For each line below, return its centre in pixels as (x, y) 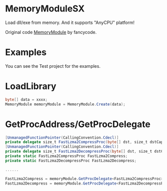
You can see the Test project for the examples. (53, 66)
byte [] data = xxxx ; (27, 99)
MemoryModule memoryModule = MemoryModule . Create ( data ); (65, 104)
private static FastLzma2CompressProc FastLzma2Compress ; (66, 156)
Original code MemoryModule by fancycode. (51, 32)
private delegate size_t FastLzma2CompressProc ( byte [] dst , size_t (77, 142)
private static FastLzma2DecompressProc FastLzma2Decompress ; (71, 161)
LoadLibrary (31, 87)
